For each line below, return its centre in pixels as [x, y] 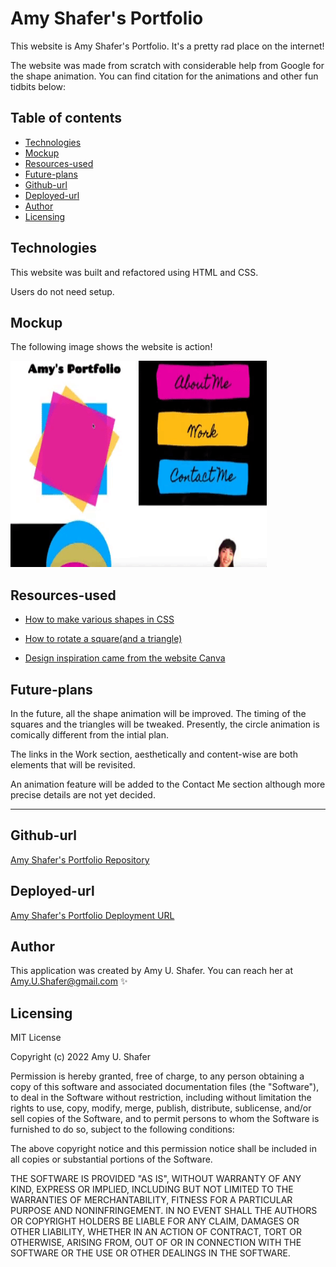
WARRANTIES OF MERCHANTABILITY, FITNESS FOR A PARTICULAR [151, 1200]
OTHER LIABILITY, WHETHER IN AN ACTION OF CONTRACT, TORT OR [156, 1232]
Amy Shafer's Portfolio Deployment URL [92, 915]
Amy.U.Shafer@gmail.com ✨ [69, 981]
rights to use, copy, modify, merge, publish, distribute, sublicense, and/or [161, 1108]
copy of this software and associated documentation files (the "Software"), [165, 1087]
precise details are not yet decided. [83, 795]
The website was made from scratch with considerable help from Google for [167, 65]
